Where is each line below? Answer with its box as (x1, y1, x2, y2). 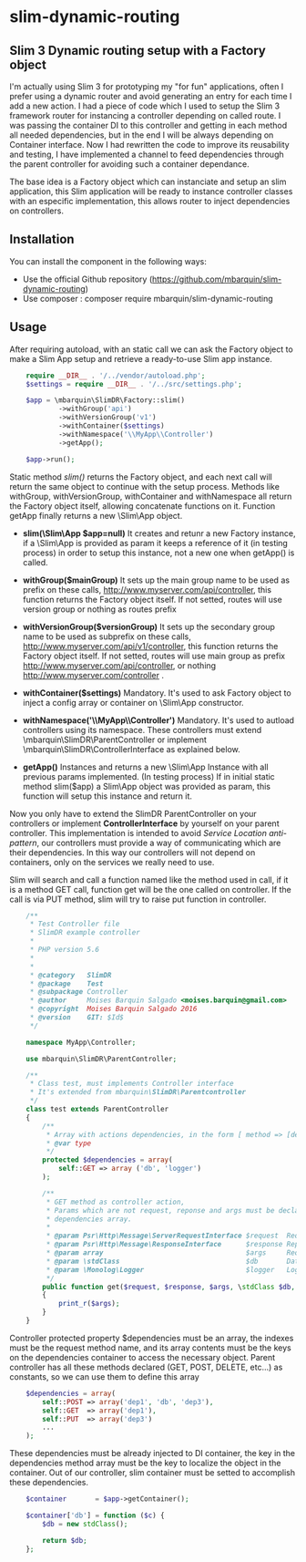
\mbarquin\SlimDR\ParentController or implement (22, 734, 208, 745)
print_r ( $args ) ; (57, 1299, 120, 1309)
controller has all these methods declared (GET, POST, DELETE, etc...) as (9, 1361, 283, 1372)
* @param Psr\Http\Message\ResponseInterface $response (46, 1240, 283, 1249)
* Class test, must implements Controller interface (29, 1079, 234, 1089)
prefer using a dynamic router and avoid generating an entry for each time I (9, 91, 292, 101)
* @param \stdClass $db (46, 1257, 259, 1266)
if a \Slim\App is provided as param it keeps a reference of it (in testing (22, 537, 289, 548)
